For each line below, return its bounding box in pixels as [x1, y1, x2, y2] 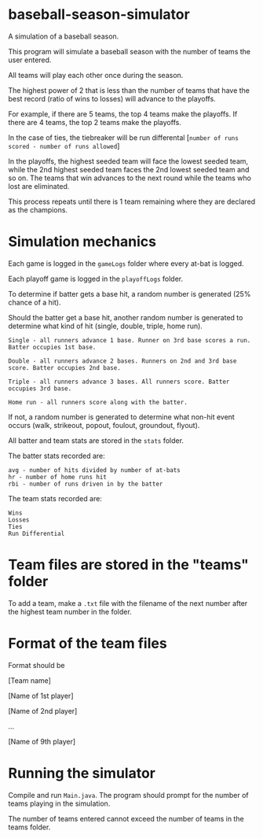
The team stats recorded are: [8, 493, 102, 503]
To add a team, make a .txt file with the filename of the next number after [8, 598, 248, 607]
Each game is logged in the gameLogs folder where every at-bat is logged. [8, 258, 245, 268]
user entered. [8, 55, 52, 65]
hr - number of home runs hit [8, 473, 108, 481]
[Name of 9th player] [8, 736, 76, 746]
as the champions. [8, 205, 68, 214]
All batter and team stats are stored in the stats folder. [8, 435, 184, 445]
